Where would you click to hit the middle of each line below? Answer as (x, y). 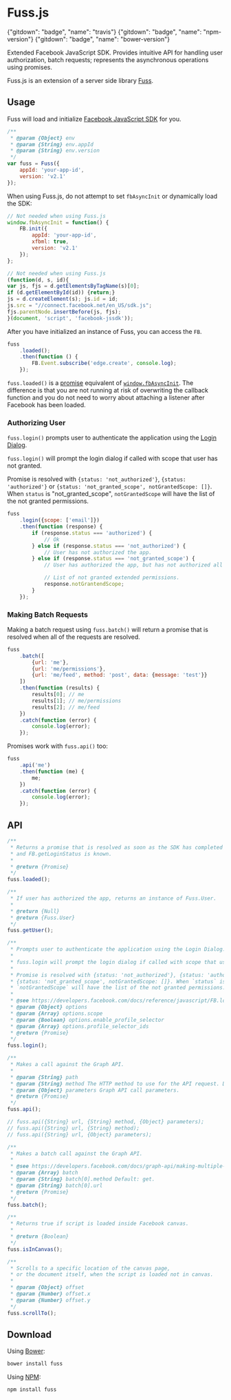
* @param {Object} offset (47, 1288)
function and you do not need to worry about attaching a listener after (106, 397)
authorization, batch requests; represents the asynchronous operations (108, 59)
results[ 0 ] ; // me (58, 695)
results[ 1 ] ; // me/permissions (77, 701)
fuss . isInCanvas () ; (35, 1249)
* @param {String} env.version (55, 151)
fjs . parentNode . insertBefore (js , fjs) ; (64, 312)
